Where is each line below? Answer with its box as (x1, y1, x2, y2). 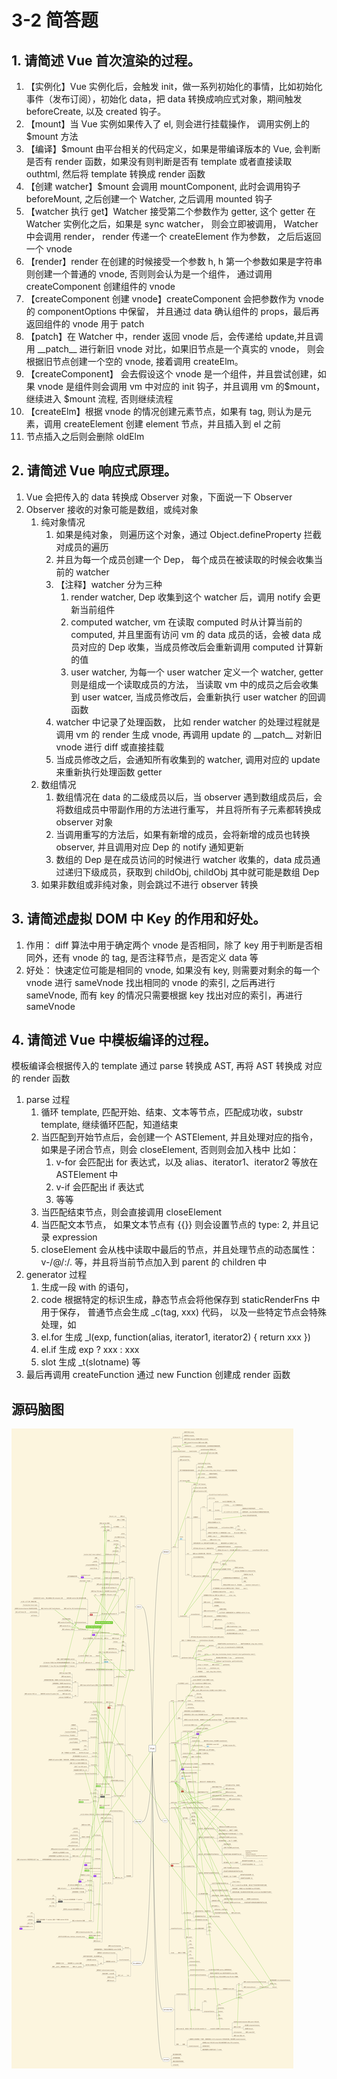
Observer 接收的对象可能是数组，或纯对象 (25, 503, 199, 515)
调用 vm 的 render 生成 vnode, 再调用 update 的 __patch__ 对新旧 (55, 728, 323, 740)
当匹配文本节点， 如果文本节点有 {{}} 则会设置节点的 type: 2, (40, 1219, 291, 1231)
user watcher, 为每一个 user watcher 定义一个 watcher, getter (70, 666, 324, 678)
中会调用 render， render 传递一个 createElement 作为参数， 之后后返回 (25, 231, 322, 242)
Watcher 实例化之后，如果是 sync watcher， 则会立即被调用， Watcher (25, 218, 319, 230)
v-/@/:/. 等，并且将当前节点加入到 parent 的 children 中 (40, 1256, 268, 1268)
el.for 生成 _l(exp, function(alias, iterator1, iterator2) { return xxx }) (40, 1331, 311, 1343)
